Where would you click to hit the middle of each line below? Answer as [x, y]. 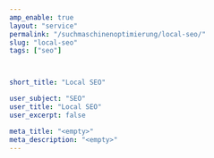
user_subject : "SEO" [48, 99]
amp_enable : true [42, 17]
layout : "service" [43, 26]
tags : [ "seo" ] [36, 51]
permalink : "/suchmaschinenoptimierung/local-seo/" [107, 34]
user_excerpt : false [48, 115]
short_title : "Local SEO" [57, 83]
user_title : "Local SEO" [56, 107]
